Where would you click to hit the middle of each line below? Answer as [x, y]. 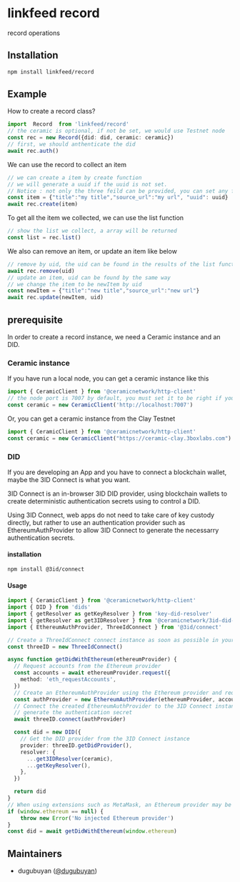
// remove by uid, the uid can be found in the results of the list [111, 264]
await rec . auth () [33, 151]
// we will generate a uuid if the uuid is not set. [87, 184]
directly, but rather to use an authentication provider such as [96, 522]
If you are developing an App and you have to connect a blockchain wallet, [117, 472]
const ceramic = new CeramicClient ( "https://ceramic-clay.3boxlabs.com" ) [120, 438]
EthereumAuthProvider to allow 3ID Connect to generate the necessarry [113, 530]
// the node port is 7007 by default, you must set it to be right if [115, 399]
